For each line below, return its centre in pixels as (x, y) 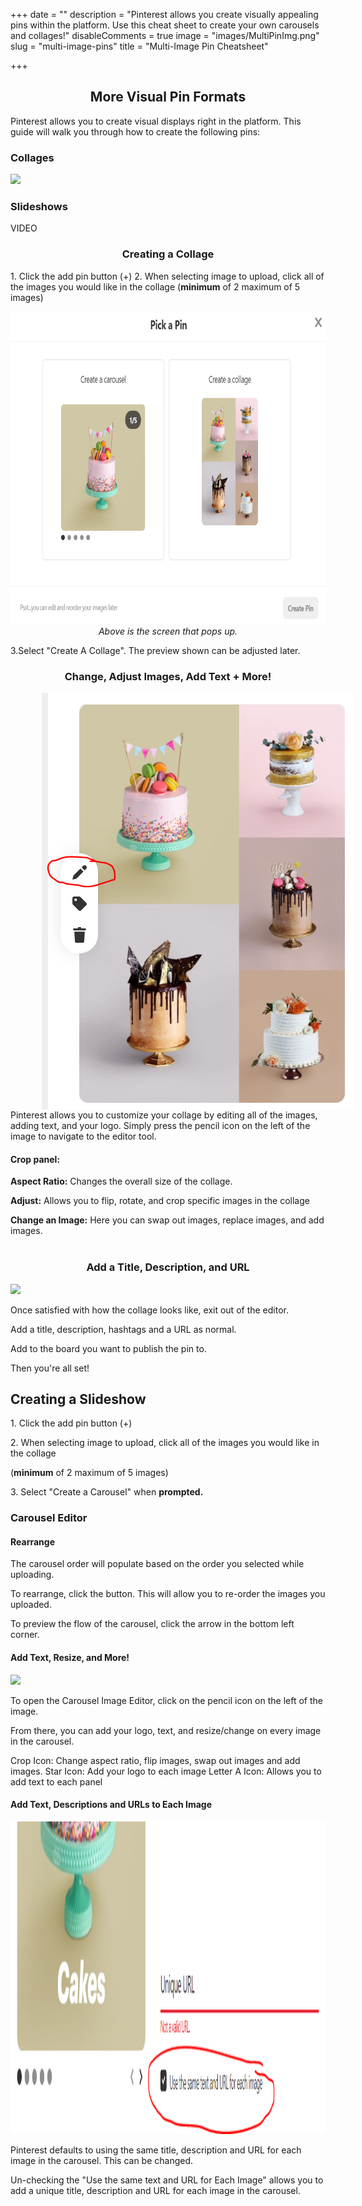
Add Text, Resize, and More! (70, 1658)
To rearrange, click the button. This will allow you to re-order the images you (168, 1594)
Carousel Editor (49, 1518)
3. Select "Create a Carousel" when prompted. (107, 1492)
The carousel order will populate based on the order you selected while (157, 1564)
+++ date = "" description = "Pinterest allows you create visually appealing (164, 14)
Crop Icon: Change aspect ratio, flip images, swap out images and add (155, 1760)
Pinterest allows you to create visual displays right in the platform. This (156, 121)
